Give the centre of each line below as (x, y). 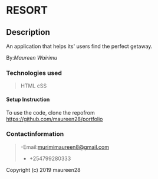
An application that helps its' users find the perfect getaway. (79, 46)
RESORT (27, 10)
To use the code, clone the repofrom (51, 112)
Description (28, 32)
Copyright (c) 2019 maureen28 (43, 170)
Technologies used (34, 73)
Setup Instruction (28, 99)
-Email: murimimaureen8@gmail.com (65, 147)
